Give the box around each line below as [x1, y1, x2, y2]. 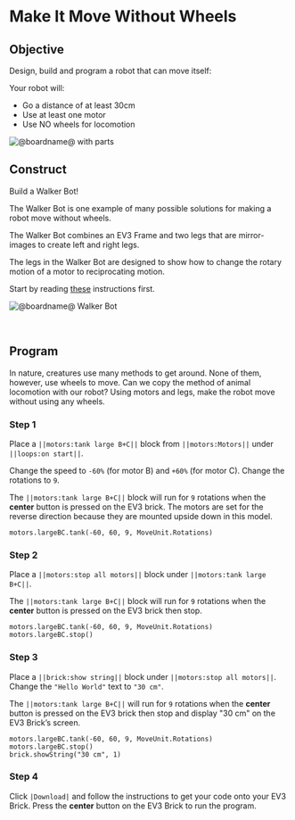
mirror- [238, 229, 265, 240]
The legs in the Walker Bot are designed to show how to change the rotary [9, 256, 283, 267]
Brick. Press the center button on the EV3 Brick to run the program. [9, 800, 257, 811]
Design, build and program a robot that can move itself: [9, 65, 212, 76]
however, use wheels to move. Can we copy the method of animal [9, 377, 251, 387]
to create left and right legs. [37, 239, 140, 250]
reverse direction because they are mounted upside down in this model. [9, 510, 274, 521]
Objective [9, 42, 65, 57]
